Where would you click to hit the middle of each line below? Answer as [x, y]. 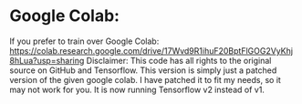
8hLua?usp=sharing [47, 60]
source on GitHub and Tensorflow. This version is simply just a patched [143, 70]
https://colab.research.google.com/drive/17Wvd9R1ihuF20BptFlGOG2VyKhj [151, 50]
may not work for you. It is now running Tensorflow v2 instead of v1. [137, 89]
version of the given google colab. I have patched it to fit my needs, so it [145, 79]
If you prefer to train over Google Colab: [84, 41]
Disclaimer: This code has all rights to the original [179, 60]
